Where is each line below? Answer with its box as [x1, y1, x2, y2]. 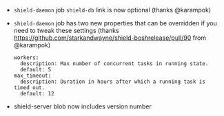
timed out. [13, 84, 45, 91]
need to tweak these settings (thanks [13, 27, 119, 34]
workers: [13, 54, 39, 61]
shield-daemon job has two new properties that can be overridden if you [13, 19, 217, 27]
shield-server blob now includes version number [13, 102, 152, 111]
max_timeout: [13, 72, 52, 79]
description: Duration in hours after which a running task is [20, 78, 205, 85]
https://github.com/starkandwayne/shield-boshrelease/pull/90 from [13, 34, 207, 42]
